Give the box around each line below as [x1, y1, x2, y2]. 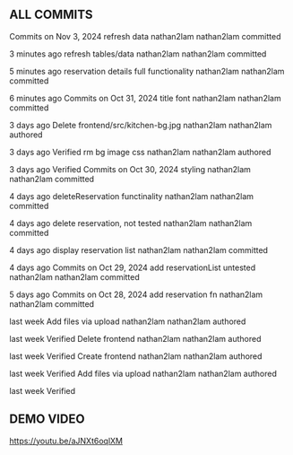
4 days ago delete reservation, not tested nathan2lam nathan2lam [9, 217, 253, 228]
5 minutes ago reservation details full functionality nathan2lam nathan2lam [9, 66, 285, 76]
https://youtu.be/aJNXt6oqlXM [9, 435, 124, 446]
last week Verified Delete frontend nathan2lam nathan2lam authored [9, 333, 262, 344]
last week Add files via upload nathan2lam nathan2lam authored [9, 316, 246, 327]
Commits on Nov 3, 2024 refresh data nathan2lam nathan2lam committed [9, 31, 281, 41]
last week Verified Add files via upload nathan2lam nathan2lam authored [9, 368, 278, 379]
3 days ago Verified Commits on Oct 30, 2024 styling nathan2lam [9, 163, 251, 174]
